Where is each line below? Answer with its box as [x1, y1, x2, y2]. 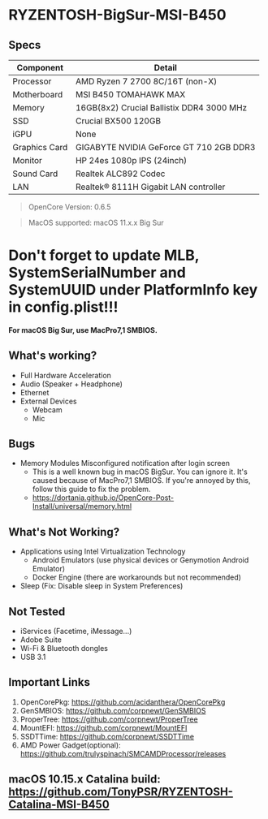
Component [16, 63, 63, 73]
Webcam [32, 404, 63, 415]
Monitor [12, 155, 43, 166]
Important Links [8, 675, 91, 689]
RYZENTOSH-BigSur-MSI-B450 [8, 6, 227, 24]
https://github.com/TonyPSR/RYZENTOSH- [8, 785, 234, 799]
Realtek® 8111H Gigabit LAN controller [76, 181, 226, 192]
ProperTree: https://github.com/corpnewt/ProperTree [19, 714, 198, 724]
